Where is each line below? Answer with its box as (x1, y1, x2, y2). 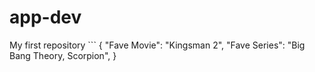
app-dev (9, 6, 82, 29)
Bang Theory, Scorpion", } (9, 49, 117, 61)
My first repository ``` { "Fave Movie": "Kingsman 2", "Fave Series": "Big (9, 39, 306, 51)
